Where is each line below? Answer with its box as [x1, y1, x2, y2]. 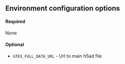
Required [5, 18, 26, 25]
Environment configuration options [5, 4, 120, 13]
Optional [5, 41, 24, 48]
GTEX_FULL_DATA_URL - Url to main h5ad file [12, 53, 102, 59]
